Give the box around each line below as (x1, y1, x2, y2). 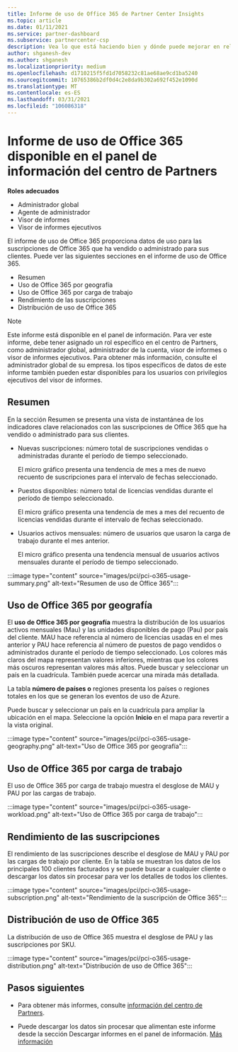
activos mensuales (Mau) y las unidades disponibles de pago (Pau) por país (7, 626, 229, 634)
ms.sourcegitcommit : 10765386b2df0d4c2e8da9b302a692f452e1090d (7, 76, 198, 84)
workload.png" (7, 810, 51, 819)
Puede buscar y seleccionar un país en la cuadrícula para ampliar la (7, 706, 205, 714)
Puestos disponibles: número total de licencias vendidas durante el (17, 486, 213, 494)
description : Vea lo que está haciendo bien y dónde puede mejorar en (7, 43, 220, 50)
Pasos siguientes (7, 982, 85, 994)
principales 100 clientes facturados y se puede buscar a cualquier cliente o (7, 865, 227, 873)
